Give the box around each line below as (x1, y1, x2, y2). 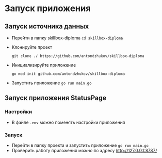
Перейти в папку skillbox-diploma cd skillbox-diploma (11, 35, 123, 41)
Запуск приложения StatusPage (4, 94, 107, 102)
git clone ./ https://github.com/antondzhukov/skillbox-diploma (11, 54, 145, 58)
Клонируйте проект (11, 44, 52, 50)
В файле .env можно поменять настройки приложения (11, 119, 125, 125)
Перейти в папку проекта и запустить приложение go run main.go (11, 142, 149, 148)
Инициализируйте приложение (11, 62, 76, 68)
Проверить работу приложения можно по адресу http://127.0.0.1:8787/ (11, 147, 157, 153)
